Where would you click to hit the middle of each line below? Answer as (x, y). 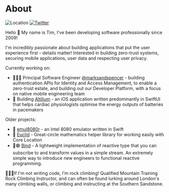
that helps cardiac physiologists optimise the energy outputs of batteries (88, 104)
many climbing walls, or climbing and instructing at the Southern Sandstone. (84, 183)
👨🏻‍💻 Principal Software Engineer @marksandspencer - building (78, 77)
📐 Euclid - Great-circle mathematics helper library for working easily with (88, 134)
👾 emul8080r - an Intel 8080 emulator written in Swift (68, 129)
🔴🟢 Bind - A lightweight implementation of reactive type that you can (84, 145)
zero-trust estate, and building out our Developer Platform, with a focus (87, 88)
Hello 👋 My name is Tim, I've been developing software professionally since (84, 32)
